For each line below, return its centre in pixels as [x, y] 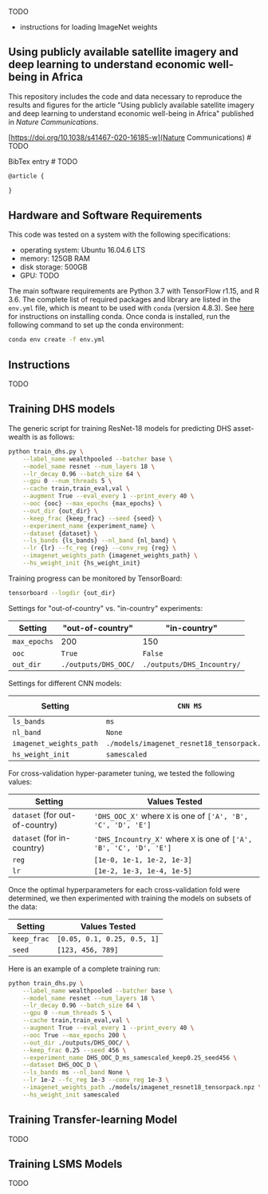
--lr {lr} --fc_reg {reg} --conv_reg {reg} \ [100, 548]
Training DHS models [62, 409]
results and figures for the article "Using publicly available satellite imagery [132, 105]
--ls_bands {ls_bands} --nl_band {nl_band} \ [100, 541]
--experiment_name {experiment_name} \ [89, 526]
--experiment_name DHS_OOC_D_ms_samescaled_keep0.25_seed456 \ [130, 1058]
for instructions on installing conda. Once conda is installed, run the [119, 317]
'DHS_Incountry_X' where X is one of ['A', [173, 839]
